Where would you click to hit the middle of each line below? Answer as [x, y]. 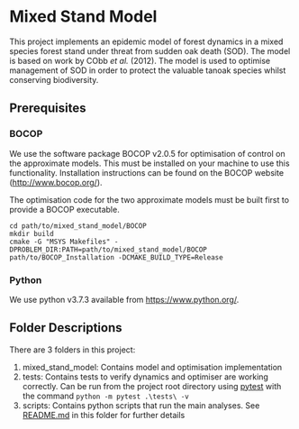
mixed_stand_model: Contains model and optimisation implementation [152, 367]
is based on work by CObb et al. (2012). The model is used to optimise [140, 60]
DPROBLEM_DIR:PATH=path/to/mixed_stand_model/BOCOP [108, 250]
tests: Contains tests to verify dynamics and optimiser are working [145, 377]
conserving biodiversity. [54, 79]
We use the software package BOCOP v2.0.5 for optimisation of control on [147, 153]
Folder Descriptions [66, 328]
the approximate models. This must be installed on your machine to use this [149, 163]
